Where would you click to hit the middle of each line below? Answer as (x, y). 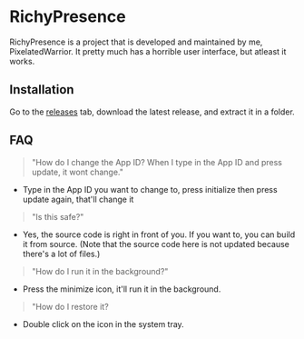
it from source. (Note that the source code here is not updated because (156, 244)
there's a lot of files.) (61, 254)
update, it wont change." (78, 172)
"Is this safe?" (58, 216)
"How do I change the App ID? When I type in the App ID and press (157, 162)
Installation (42, 90)
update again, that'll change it (78, 199)
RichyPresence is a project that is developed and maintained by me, (136, 42)
